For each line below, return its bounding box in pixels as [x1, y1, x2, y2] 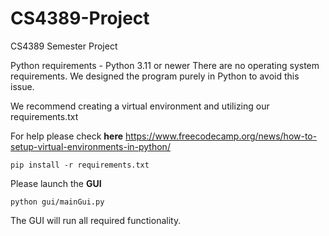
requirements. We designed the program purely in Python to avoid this [10, 70, 300, 82]
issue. [10, 80, 35, 92]
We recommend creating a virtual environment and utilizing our [10, 100, 270, 112]
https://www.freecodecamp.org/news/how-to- [125, 130, 318, 142]
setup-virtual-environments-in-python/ [10, 140, 171, 152]
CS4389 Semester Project [10, 40, 118, 52]
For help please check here [10, 130, 124, 142]
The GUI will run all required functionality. [10, 214, 182, 226]
